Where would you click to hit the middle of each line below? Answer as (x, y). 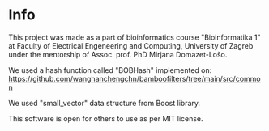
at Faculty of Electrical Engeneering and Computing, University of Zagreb (131, 45)
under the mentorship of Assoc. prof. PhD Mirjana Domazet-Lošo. (118, 54)
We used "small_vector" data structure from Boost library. (105, 103)
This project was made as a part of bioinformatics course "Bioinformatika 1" (134, 37)
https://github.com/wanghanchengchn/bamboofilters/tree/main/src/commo (134, 78)
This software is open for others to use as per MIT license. (106, 118)
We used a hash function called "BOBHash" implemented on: (110, 70)
